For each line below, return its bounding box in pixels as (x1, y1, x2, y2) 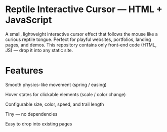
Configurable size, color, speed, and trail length (5, 101, 104, 107)
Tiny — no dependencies (5, 111, 58, 117)
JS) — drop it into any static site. (5, 47, 73, 53)
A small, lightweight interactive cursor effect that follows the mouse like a (5, 31, 158, 37)
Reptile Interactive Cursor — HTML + (5, 4, 163, 15)
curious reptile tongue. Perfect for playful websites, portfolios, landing (5, 36, 151, 42)
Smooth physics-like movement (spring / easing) (5, 81, 107, 87)
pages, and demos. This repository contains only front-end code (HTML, (5, 41, 157, 48)
